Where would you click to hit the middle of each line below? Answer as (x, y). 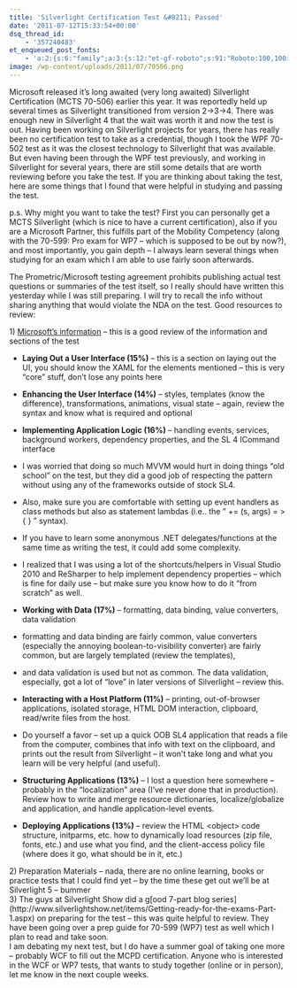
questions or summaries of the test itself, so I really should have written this (147, 286)
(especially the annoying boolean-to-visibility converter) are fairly (141, 645)
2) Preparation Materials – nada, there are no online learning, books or (137, 871)
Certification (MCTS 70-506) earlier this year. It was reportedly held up (138, 101)
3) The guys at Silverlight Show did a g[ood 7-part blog (110, 899)
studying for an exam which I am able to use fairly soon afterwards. (132, 259)
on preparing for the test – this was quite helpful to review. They (153, 918)
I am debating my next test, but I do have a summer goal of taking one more (147, 946)
